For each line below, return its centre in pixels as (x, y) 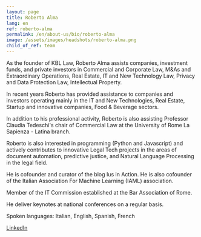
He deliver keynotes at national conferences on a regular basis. (85, 204)
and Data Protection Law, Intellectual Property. (64, 82)
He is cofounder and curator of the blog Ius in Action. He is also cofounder (99, 174)
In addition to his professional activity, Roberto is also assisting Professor (97, 118)
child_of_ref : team (31, 46)
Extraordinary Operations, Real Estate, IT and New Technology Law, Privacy (101, 76)
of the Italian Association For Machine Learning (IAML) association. (90, 181)
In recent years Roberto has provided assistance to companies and (90, 94)
